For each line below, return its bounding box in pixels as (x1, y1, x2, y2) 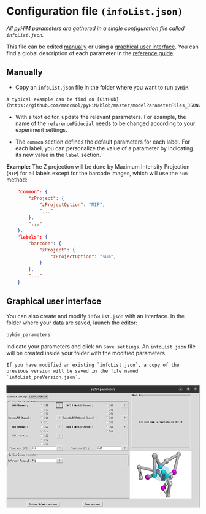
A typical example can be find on (6, 96, 95, 102)
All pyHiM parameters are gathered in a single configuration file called (6, 25, 185, 32)
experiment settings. (15, 126, 67, 133)
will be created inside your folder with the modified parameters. (6, 349, 167, 356)
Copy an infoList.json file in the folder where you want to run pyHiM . (15, 83, 190, 91)
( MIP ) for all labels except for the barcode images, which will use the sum (6, 169, 188, 177)
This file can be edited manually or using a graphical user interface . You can (6, 43, 199, 50)
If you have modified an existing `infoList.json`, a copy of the (6, 362, 180, 368)
